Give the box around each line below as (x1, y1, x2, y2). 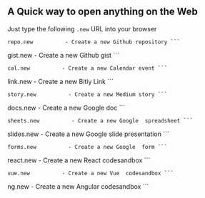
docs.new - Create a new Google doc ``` (7, 103, 126, 112)
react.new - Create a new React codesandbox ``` (7, 156, 151, 165)
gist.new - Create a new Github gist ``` (7, 51, 120, 59)
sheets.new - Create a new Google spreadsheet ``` (7, 117, 194, 124)
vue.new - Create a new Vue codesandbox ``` (7, 170, 174, 177)
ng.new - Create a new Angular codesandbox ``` (7, 182, 149, 191)
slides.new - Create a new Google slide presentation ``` (7, 130, 170, 138)
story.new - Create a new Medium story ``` (7, 90, 168, 98)
